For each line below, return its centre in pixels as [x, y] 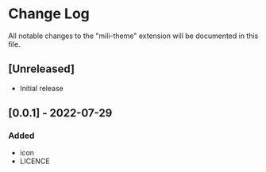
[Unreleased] [42, 69]
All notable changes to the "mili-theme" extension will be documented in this [133, 36]
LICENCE [35, 161]
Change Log [49, 14]
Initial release [41, 88]
